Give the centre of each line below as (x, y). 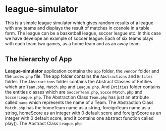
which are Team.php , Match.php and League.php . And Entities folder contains (83, 87)
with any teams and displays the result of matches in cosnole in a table (77, 28)
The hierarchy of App (39, 59)
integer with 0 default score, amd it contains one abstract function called (79, 118)
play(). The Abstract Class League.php (43, 123)
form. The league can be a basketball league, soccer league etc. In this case (83, 33)
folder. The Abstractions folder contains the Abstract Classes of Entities (79, 81)
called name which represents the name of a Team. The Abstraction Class (79, 102)
